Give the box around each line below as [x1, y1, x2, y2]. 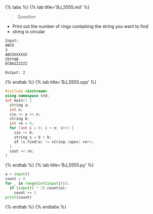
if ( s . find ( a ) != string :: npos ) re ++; [14, 139, 94, 144]
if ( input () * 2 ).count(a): [9, 185, 68, 190]
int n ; [9, 107, 23, 112]
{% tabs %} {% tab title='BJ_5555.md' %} [5, 4, 90, 10]
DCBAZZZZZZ [5, 61, 28, 66]
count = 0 [5, 176, 26, 181]
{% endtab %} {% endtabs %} [5, 204, 67, 210]
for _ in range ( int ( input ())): [5, 181, 70, 186]
